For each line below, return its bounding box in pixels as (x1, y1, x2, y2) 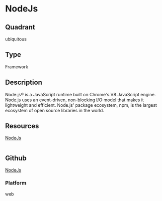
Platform (5, 180, 26, 187)
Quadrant (5, 23, 36, 31)
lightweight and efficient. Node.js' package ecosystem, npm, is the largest (5, 102, 158, 108)
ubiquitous (5, 36, 27, 42)
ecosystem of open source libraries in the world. (5, 107, 104, 113)
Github (5, 154, 27, 162)
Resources (5, 122, 39, 130)
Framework (5, 63, 28, 70)
